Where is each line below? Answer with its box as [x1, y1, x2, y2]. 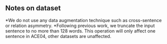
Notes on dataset [5, 4, 61, 12]
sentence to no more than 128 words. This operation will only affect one [5, 27, 156, 34]
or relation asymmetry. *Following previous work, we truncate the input [5, 22, 155, 28]
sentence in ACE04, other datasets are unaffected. [5, 33, 112, 39]
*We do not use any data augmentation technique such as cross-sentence [5, 17, 162, 23]
